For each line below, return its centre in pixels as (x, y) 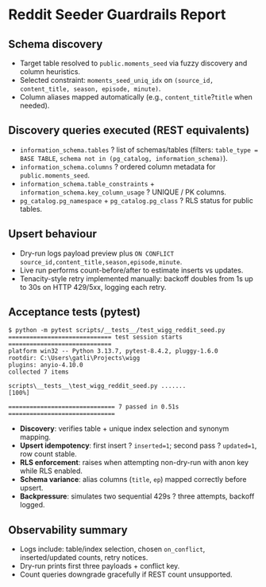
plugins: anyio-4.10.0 (46, 365)
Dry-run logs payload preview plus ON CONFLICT (97, 253)
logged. (32, 505)
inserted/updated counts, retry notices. (84, 558)
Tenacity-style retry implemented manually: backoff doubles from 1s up (137, 278)
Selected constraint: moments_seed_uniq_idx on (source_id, (117, 80)
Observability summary (68, 530)
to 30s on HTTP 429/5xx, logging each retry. (93, 287)
